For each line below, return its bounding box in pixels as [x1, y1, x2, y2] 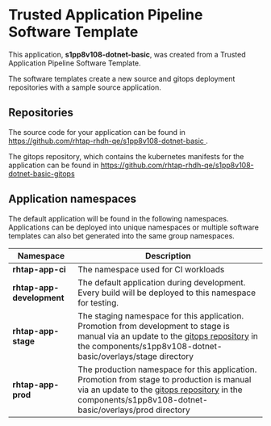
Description [144, 250, 191, 261]
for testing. [77, 297, 119, 308]
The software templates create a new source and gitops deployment [8, 74, 236, 83]
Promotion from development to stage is [77, 320, 230, 331]
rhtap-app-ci [12, 264, 66, 275]
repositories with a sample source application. [8, 82, 161, 92]
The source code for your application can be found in [8, 127, 186, 137]
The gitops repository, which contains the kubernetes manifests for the [8, 151, 244, 161]
